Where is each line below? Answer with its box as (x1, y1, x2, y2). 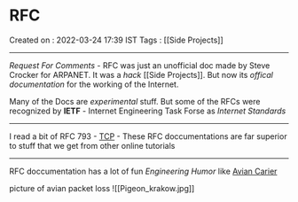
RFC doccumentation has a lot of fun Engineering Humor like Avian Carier (9, 166, 278, 176)
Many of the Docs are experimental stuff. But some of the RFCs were (9, 96, 261, 106)
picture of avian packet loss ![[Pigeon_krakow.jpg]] (9, 183, 195, 193)
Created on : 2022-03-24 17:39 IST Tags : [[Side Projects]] (9, 35, 223, 45)
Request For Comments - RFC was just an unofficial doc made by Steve (9, 59, 271, 71)
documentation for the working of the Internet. (9, 79, 179, 89)
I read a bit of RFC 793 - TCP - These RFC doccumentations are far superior (9, 130, 287, 142)
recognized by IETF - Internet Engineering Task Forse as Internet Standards (9, 105, 286, 116)
